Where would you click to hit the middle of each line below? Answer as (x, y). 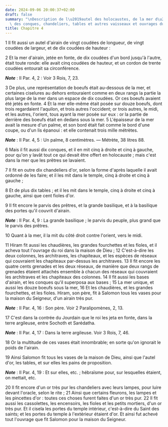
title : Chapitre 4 (24, 29)
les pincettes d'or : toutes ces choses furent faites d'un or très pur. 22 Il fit (82, 398)
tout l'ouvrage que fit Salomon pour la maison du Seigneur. (66, 419)
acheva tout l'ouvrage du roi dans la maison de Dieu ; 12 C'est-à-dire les (79, 250)
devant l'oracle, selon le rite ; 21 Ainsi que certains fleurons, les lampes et (81, 393)
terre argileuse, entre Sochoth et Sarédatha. (50, 323)
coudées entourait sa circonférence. (42, 69)
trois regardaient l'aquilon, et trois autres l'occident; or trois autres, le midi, (82, 109)
